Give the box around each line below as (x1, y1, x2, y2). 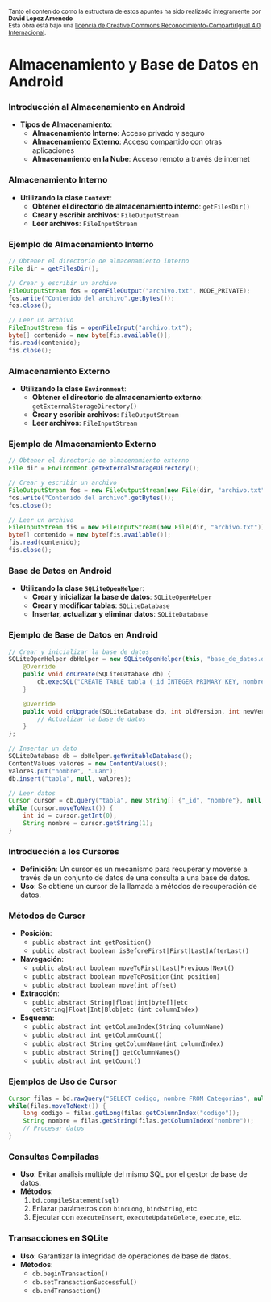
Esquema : (19, 1013, 55, 1022)
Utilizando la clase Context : (19, 192, 113, 202)
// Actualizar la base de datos (37, 714, 147, 723)
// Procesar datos (23, 1124, 85, 1133)
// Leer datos (8, 789, 56, 798)
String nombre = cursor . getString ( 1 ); (23, 820, 153, 828)
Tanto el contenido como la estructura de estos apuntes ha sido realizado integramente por (8, 7, 261, 15)
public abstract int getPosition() (31, 938, 152, 947)
